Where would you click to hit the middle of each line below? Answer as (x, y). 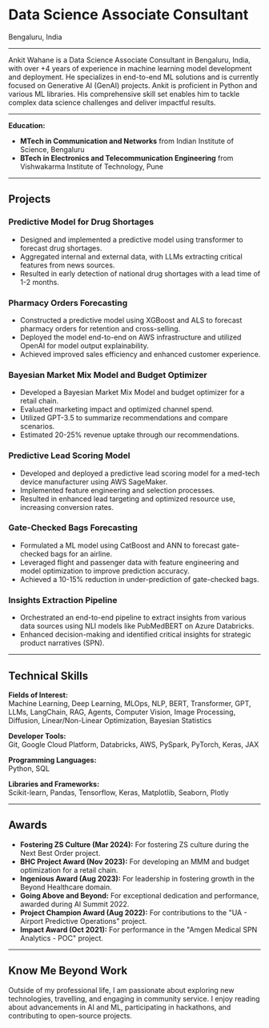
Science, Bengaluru (52, 149)
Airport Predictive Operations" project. (83, 921)
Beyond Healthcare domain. (66, 887)
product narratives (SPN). (62, 643)
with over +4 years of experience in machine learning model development (130, 68)
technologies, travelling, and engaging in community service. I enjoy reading (134, 998)
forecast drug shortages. (61, 248)
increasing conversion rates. (67, 507)
